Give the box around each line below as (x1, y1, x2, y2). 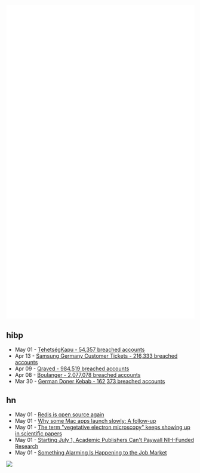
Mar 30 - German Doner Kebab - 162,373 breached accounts (14, 378, 165, 385)
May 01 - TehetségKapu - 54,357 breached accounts (14, 346, 145, 354)
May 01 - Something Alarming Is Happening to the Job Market (14, 449, 167, 456)
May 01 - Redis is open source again (14, 411, 104, 418)
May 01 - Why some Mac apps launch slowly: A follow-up (14, 417, 156, 425)
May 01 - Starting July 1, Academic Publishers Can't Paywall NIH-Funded (14, 437, 195, 444)
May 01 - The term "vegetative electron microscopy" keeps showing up (14, 423, 190, 431)
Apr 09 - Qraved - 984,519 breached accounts (14, 365, 130, 372)
